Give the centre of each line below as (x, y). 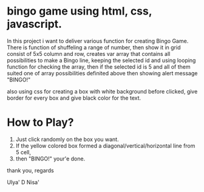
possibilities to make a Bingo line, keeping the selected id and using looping (101, 60)
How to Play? (40, 122)
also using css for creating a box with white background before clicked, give (102, 91)
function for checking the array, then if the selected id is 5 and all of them (99, 67)
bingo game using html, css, (80, 11)
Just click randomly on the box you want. (67, 139)
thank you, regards (30, 170)
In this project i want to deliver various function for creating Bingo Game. (98, 41)
